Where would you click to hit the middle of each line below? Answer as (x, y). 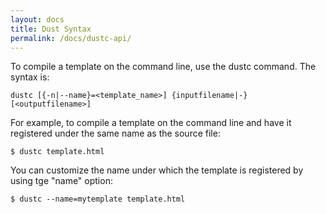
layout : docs (37, 19)
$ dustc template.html (57, 152)
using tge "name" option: (61, 181)
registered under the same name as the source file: (115, 133)
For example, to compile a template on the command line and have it (151, 123)
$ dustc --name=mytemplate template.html (98, 199)
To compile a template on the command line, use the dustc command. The (163, 67)
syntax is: (30, 77)
